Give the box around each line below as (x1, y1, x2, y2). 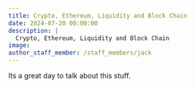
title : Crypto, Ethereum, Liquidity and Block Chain (8, 11, 188, 20)
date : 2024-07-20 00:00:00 (8, 19, 98, 27)
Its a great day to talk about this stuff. (8, 71, 131, 80)
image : (8, 42, 30, 50)
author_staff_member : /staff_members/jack (8, 49, 152, 57)
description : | (8, 26, 59, 34)
